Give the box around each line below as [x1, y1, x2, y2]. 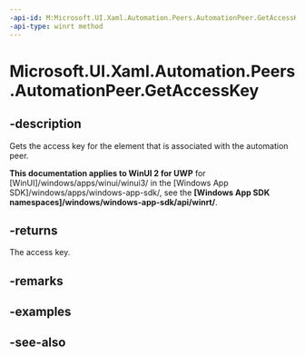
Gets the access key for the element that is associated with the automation [9, 140, 289, 151]
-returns [9, 222, 58, 238]
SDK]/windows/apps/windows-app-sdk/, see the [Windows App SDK [9, 187, 271, 198]
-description [9, 116, 82, 132]
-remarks [9, 273, 64, 289]
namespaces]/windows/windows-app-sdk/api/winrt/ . [9, 196, 218, 207]
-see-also [9, 335, 66, 351]
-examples [9, 304, 72, 320]
